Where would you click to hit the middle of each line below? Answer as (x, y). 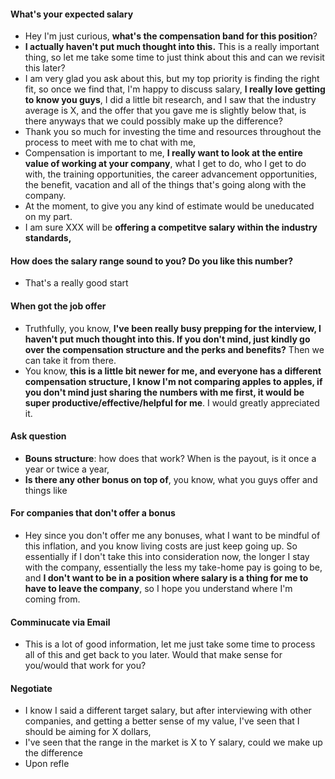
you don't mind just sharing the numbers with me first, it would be (164, 392)
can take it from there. (70, 360)
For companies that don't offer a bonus (93, 513)
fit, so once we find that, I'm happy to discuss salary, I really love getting (175, 89)
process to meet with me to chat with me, (110, 142)
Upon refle (47, 764)
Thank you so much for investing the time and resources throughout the (173, 132)
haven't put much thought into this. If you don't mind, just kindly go (167, 339)
